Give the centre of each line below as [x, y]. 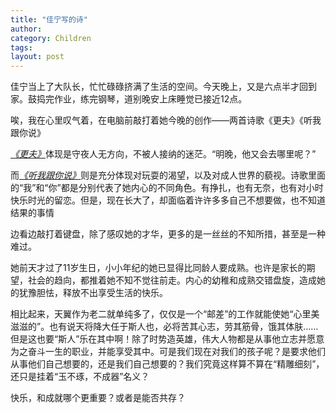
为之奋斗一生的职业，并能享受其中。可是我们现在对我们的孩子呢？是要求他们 [168, 352]
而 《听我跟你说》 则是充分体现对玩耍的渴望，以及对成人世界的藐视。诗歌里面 [168, 175]
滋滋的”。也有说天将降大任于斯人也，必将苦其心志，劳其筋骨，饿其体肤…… [164, 327]
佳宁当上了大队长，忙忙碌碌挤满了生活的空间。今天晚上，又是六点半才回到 [163, 87]
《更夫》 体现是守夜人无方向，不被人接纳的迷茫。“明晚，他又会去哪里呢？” [163, 154]
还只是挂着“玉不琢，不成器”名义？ [80, 377]
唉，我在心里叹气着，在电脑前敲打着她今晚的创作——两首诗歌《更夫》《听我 [166, 120]
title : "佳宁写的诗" [49, 19]
